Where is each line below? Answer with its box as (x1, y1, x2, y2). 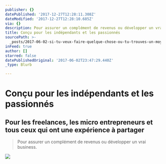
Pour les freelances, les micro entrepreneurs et (5, 118, 153, 126)
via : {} (5, 21, 21, 26)
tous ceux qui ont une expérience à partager (5, 125, 145, 134)
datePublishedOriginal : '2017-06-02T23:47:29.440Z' (5, 58, 114, 63)
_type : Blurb (5, 62, 32, 67)
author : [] (5, 48, 28, 53)
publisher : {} (5, 7, 35, 12)
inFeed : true (5, 44, 32, 49)
